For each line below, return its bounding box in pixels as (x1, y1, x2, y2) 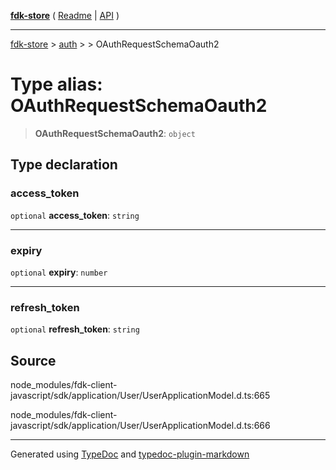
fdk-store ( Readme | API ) (10, 10, 120, 21)
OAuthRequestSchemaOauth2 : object (34, 127, 196, 139)
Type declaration (10, 156, 118, 174)
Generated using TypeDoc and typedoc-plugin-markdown (10, 448, 250, 460)
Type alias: (10, 73, 103, 96)
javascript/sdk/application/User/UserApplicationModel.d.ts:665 (10, 390, 271, 402)
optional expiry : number (10, 266, 108, 278)
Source (10, 352, 57, 369)
